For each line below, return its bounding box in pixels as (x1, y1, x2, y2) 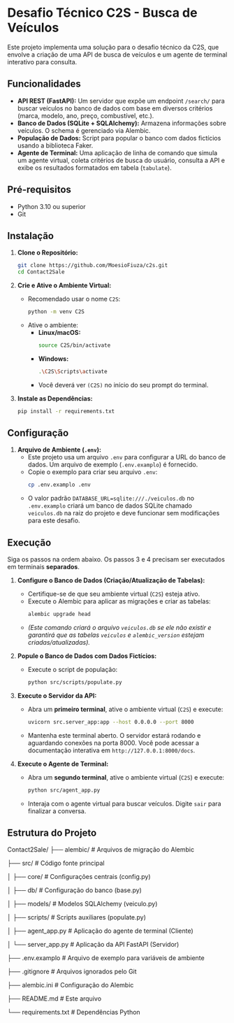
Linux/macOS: (38, 329, 81, 336)
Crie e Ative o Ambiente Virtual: (17, 281, 112, 289)
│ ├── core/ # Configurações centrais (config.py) (7, 873, 152, 881)
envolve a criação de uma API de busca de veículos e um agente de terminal (7, 50, 228, 59)
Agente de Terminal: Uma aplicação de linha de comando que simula (17, 148, 218, 157)
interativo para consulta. (7, 57, 78, 66)
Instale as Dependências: (17, 394, 93, 403)
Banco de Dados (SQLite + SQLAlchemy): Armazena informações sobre (17, 119, 227, 127)
